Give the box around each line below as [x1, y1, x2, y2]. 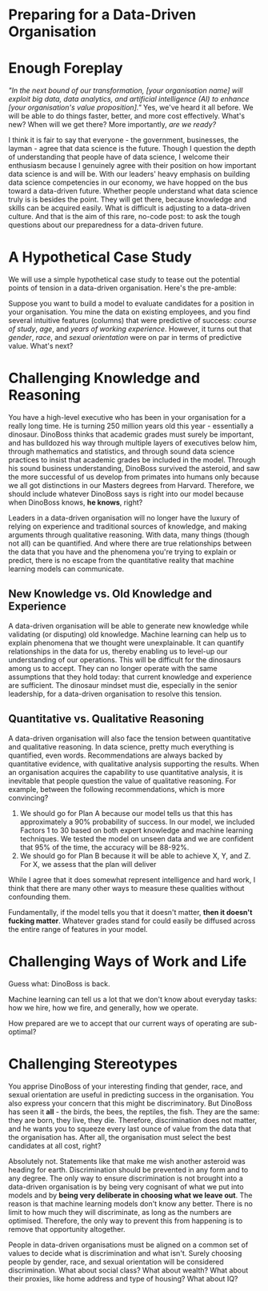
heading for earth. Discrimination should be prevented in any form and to [8, 1165, 249, 1174]
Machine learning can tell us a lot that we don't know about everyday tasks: [8, 994, 258, 1004]
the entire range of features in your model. [8, 924, 148, 933]
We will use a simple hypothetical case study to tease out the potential [8, 274, 240, 285]
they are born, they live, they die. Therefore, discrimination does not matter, [8, 1115, 258, 1125]
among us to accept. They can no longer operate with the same [8, 663, 218, 673]
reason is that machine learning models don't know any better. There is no [8, 1198, 254, 1209]
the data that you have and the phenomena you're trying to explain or [8, 547, 237, 557]
